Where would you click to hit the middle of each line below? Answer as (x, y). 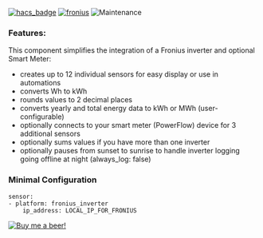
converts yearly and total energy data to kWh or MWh (108, 109)
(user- (208, 109)
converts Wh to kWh (53, 91)
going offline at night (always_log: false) (85, 159)
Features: (27, 33)
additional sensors (50, 134)
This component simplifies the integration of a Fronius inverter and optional (131, 50)
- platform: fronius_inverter (59, 204)
